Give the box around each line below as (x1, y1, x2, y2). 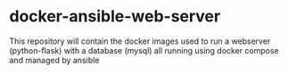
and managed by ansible (9, 54, 100, 65)
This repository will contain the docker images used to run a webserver (9, 36, 271, 46)
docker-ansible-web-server (9, 6, 221, 27)
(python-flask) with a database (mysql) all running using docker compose (9, 45, 279, 55)
